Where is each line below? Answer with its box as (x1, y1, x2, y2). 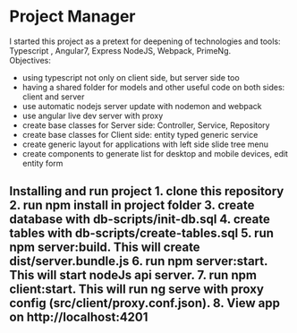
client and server (21, 91, 85, 102)
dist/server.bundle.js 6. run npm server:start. (9, 253, 268, 269)
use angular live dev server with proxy (21, 110, 164, 121)
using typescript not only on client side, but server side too (21, 72, 240, 82)
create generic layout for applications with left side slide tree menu (21, 139, 268, 149)
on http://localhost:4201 (9, 310, 148, 325)
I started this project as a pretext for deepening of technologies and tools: (9, 36, 281, 47)
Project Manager (9, 6, 136, 27)
